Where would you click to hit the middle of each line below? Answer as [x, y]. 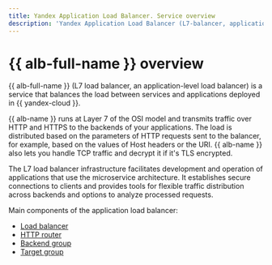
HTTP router [41, 235]
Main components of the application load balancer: [93, 211]
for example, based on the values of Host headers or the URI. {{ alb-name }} [136, 145]
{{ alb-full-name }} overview [106, 64]
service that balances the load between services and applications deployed [134, 95]
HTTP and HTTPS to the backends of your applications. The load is [120, 127]
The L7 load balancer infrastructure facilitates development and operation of [136, 169]
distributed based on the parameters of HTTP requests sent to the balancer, [135, 136]
